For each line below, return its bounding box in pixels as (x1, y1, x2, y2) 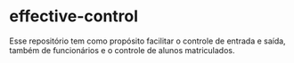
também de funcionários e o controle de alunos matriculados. (9, 44, 235, 55)
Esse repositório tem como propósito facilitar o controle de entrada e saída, (9, 35, 287, 46)
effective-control (9, 6, 139, 27)
